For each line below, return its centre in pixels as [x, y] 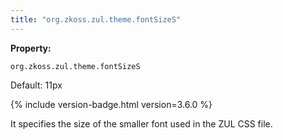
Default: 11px [36, 85]
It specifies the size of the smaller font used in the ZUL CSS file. [141, 123]
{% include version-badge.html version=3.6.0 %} [111, 104]
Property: [31, 48]
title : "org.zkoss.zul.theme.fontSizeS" [96, 19]
